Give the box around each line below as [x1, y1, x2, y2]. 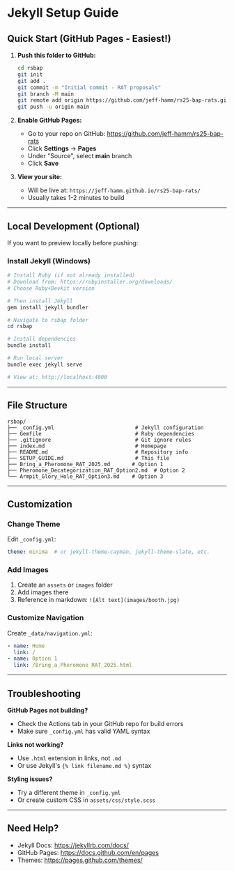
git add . [17, 77, 47, 84]
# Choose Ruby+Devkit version [7, 284, 95, 292]
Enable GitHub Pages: [17, 116, 82, 125]
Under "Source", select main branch [27, 152, 132, 160]
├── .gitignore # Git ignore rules [7, 436, 192, 443]
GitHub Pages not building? [7, 706, 88, 715]
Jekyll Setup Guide [7, 5, 119, 21]
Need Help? [7, 822, 59, 834]
